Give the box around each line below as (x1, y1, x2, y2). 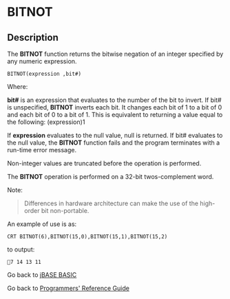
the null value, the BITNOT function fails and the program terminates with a (7, 138, 220, 147)
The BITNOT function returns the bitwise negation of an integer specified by (7, 50, 224, 58)
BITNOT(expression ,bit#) (7, 70, 81, 77)
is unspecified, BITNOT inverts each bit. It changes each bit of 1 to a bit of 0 (7, 103, 222, 111)
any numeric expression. (7, 57, 77, 65)
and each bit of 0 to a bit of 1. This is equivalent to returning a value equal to (7, 111, 223, 118)
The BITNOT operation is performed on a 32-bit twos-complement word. (7, 173, 214, 181)
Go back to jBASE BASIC (7, 271, 77, 279)
